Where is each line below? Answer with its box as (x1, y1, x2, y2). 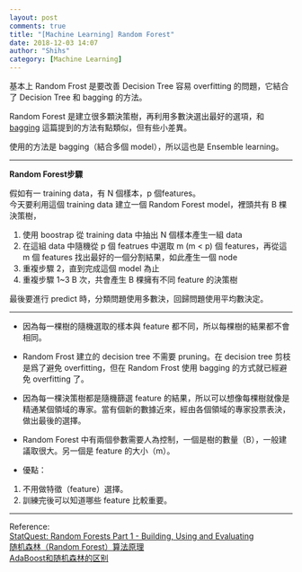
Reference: (9, 522, 50, 532)
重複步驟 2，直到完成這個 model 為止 (22, 263, 160, 274)
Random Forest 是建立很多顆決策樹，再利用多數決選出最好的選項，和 (9, 111, 265, 121)
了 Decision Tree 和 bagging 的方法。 (9, 92, 147, 102)
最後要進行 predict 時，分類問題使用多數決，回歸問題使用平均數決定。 (9, 294, 269, 304)
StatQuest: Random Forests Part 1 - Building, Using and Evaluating (9, 531, 254, 541)
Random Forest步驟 (9, 169, 84, 180)
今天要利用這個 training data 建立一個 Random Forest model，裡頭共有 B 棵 (9, 199, 288, 209)
